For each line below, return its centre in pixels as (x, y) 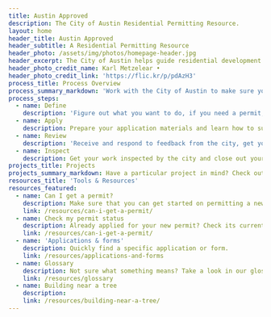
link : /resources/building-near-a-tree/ (92, 301)
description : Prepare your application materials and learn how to (138, 128)
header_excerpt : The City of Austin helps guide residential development (135, 61)
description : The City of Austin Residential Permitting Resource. (124, 23)
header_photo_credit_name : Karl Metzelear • (84, 69)
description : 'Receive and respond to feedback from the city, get (138, 143)
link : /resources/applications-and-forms (93, 256)
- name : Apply (39, 121)
